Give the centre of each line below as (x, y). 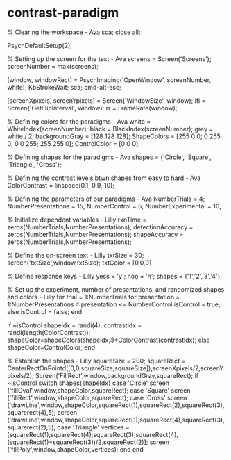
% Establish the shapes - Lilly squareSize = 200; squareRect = (96, 361)
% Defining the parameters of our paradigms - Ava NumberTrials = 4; (106, 199)
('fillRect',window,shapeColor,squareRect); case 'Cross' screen (97, 397)
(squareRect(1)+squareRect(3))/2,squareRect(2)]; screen (88, 442)
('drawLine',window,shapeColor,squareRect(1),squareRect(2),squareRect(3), (116, 405)
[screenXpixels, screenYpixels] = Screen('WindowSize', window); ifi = (106, 100)
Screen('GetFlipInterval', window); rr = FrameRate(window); (92, 108)
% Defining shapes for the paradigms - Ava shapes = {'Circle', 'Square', (109, 157)
